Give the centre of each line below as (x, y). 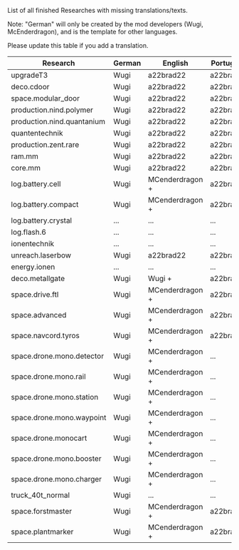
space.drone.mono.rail (49, 376)
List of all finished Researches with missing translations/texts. (98, 10)
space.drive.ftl (35, 294)
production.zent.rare (45, 144)
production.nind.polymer (52, 110)
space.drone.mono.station (55, 397)
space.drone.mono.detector (58, 356)
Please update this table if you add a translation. (78, 45)
